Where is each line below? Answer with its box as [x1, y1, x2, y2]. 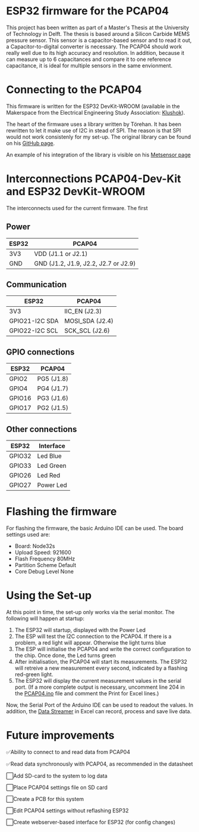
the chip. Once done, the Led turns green [14, 652, 116, 659]
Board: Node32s [14, 543, 55, 550]
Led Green [37, 461, 67, 470]
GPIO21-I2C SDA [9, 317, 59, 325]
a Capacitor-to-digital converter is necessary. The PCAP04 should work [6, 43, 182, 50]
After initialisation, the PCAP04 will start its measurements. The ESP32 [14, 658, 188, 665]
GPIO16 [9, 394, 31, 402]
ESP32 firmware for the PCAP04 [6, 4, 169, 18]
